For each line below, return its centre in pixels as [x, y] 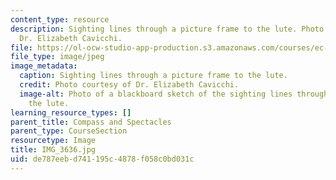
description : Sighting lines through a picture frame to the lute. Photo [167, 29]
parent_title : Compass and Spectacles [91, 122]
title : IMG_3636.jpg [53, 150]
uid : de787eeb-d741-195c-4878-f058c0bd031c [102, 159]
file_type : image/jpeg [57, 57]
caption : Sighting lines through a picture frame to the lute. [153, 76]
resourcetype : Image [53, 141]
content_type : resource [60, 19]
